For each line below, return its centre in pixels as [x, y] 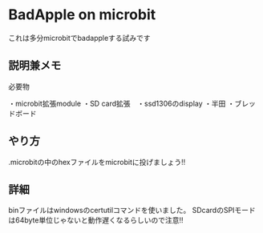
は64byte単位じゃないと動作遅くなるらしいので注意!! [96, 220]
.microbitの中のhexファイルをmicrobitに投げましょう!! [97, 162]
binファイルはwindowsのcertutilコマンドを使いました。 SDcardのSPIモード [132, 211]
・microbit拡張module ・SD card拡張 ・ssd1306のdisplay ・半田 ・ [121, 103]
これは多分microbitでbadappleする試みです [79, 38]
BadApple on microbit [82, 15]
